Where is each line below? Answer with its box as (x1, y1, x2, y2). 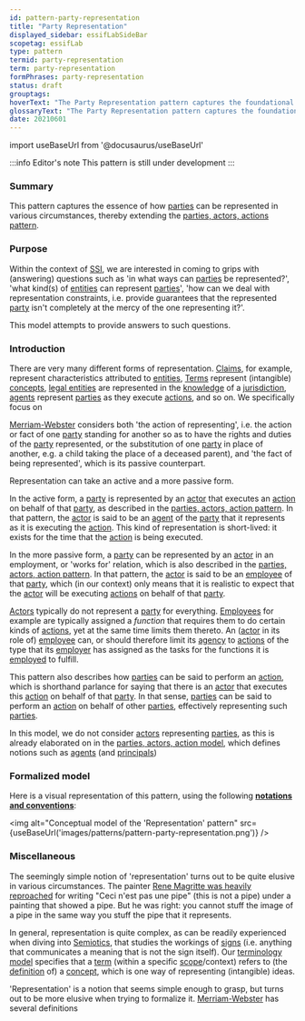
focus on (9, 402, 43, 413)
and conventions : (9, 800, 77, 811)
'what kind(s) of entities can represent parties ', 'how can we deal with (9, 283, 271, 294)
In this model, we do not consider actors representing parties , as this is (9, 728, 275, 739)
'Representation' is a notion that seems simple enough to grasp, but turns (9, 983, 284, 994)
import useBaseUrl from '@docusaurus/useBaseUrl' (9, 140, 204, 151)
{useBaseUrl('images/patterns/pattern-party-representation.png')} (9, 827, 259, 838)
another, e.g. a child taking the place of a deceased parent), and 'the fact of (9, 448, 292, 459)
